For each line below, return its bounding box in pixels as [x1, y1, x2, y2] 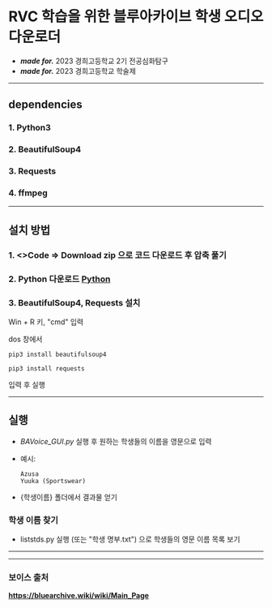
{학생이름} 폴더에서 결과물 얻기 [19, 492, 117, 502]
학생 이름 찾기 [8, 514, 59, 525]
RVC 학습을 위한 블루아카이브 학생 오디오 [8, 7, 264, 26]
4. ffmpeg [8, 187, 49, 199]
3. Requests [8, 165, 57, 177]
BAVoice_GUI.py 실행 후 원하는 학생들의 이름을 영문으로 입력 [19, 436, 212, 446]
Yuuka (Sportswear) [19, 477, 87, 485]
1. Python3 [8, 122, 51, 134]
